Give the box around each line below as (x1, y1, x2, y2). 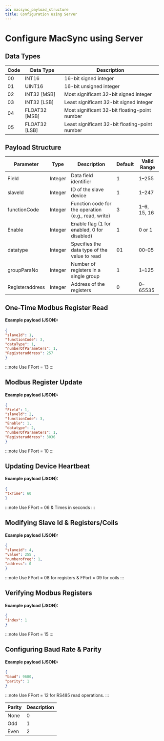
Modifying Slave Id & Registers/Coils (5, 519, 119, 527)
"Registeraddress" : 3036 (5, 434, 56, 440)
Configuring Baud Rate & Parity (5, 645, 102, 654)
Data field (70, 172, 93, 179)
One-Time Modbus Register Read (5, 303, 108, 312)
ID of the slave (70, 186, 104, 193)
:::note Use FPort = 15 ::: (5, 631, 54, 637)
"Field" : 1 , (5, 407, 29, 412)
